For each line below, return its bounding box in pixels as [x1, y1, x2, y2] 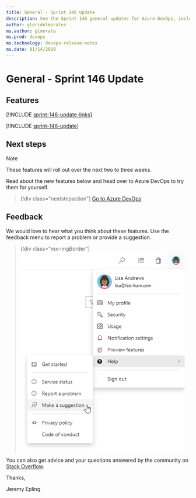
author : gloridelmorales [6, 22, 66, 27]
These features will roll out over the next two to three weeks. [6, 166, 152, 173]
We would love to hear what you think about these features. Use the [6, 227, 169, 234]
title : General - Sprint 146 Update [6, 9, 95, 15]
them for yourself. [6, 184, 49, 191]
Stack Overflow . [6, 462, 45, 470]
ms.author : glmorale [6, 28, 57, 34]
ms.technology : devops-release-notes [6, 40, 98, 46]
